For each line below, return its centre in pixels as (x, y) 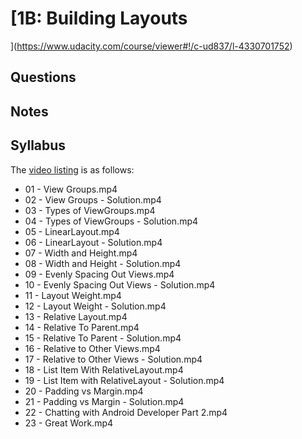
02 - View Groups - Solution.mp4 (93, 199)
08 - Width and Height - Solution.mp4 (103, 263)
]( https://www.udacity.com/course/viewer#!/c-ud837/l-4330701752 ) (151, 46)
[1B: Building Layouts (99, 18)
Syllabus (38, 145)
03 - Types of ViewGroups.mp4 (90, 210)
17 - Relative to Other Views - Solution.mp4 (113, 359)
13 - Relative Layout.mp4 (76, 316)
